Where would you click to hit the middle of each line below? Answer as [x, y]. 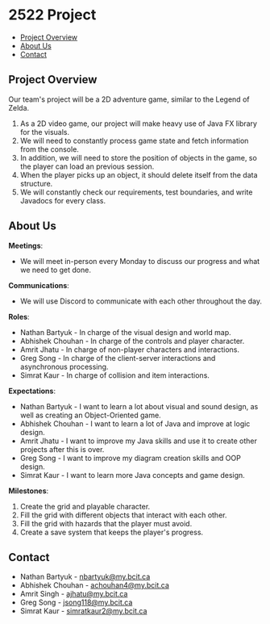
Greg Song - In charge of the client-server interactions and [118, 358]
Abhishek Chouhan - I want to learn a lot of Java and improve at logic [135, 423]
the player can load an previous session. [87, 166]
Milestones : [29, 491]
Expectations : [32, 391]
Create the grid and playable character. [85, 506]
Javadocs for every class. [63, 200]
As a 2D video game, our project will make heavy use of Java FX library [139, 124]
